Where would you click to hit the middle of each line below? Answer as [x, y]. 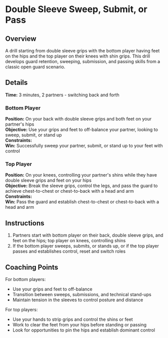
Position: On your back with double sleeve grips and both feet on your [78, 119]
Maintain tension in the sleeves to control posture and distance [78, 300]
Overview [21, 39]
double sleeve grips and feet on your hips [48, 181]
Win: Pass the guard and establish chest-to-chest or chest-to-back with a [82, 202]
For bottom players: [25, 279]
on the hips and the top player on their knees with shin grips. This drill [78, 56]
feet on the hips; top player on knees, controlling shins [69, 241]
